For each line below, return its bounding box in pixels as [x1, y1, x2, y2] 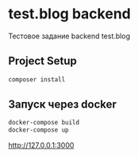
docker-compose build [8, 119, 80, 127]
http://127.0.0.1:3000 [8, 140, 75, 150]
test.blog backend [8, 5, 131, 23]
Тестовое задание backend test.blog [8, 31, 131, 41]
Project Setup [8, 54, 78, 68]
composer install [8, 75, 66, 84]
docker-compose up [8, 126, 69, 134]
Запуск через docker [8, 97, 117, 112]
